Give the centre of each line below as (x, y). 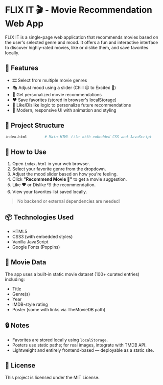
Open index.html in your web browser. (51, 164)
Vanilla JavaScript (30, 242)
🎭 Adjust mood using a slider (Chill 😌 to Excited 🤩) (64, 87)
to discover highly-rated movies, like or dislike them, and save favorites (77, 47)
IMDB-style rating (30, 304)
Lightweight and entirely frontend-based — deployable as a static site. (83, 350)
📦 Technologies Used (40, 217)
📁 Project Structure (35, 126)
